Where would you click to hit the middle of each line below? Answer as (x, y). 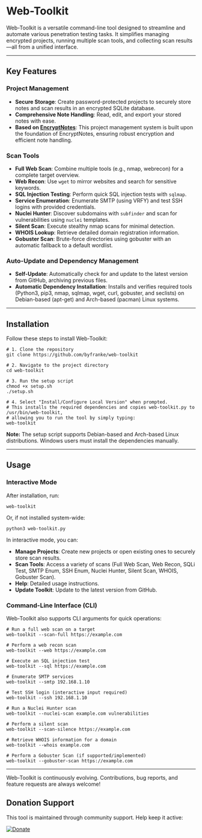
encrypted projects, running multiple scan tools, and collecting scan (90, 40)
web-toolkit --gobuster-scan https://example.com (70, 761)
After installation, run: (33, 495)
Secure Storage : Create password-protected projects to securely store (103, 102)
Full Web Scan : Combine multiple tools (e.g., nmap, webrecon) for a (99, 168)
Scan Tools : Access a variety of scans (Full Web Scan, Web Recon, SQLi (105, 564)
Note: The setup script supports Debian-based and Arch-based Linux (93, 435)
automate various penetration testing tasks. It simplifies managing (88, 34)
